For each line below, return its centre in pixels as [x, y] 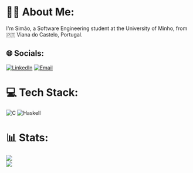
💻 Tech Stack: [42, 92]
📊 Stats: [27, 137]
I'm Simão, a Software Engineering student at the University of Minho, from [97, 28]
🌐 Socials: [25, 53]
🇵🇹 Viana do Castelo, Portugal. [44, 34]
